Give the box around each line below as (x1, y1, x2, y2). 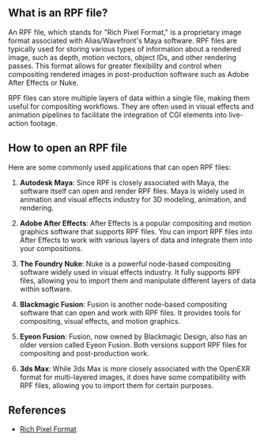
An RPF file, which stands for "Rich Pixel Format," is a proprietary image (8, 27, 242, 36)
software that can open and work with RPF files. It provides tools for (19, 308, 241, 317)
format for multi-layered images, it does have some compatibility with (19, 372, 247, 382)
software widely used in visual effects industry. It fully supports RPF (19, 267, 241, 276)
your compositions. (19, 243, 83, 253)
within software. (19, 284, 73, 294)
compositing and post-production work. (19, 348, 149, 358)
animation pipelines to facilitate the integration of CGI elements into (8, 110, 228, 120)
